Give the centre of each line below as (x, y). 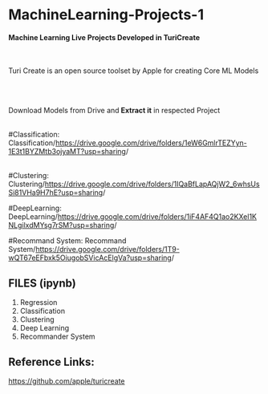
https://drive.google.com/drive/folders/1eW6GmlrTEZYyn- (151, 143)
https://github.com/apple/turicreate (67, 381)
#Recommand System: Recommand (67, 241)
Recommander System (57, 337)
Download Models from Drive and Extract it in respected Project (114, 111)
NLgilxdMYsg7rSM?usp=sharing (61, 225)
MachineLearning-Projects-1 (106, 15)
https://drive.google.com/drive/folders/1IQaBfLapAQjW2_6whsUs (152, 184)
